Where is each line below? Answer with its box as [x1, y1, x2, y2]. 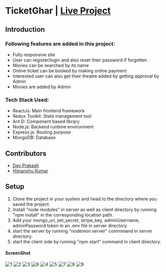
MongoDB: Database [12, 134, 56, 141]
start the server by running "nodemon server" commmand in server [12, 228, 152, 234]
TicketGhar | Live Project [5, 5, 111, 17]
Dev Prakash [12, 162, 39, 168]
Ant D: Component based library [12, 118, 79, 124]
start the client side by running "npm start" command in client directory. [12, 238, 161, 244]
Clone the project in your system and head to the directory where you [12, 195, 157, 201]
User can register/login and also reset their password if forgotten [12, 57, 147, 63]
